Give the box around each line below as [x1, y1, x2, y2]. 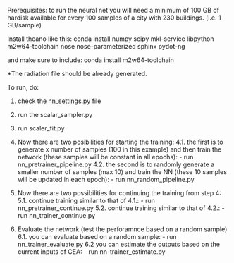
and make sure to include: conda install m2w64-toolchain [7, 56, 175, 64]
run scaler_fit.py [17, 124, 65, 133]
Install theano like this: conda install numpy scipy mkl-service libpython [7, 35, 214, 43]
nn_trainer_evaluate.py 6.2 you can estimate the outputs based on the [17, 240, 221, 248]
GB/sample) [7, 21, 42, 29]
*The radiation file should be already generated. [7, 70, 147, 78]
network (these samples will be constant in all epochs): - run [17, 153, 194, 161]
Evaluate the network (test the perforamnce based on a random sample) [17, 225, 228, 233]
